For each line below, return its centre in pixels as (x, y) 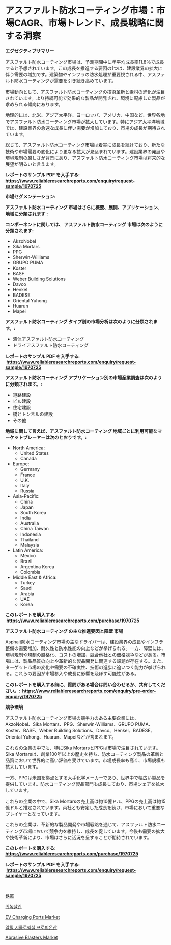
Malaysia (30, 545)
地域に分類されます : (27, 214)
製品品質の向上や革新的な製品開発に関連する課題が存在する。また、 (94, 661)
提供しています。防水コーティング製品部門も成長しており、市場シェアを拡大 (85, 784)
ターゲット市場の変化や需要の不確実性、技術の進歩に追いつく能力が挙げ (81, 667)
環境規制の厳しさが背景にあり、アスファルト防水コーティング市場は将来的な (85, 158)
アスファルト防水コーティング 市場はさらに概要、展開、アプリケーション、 (83, 207)
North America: (28, 448)
